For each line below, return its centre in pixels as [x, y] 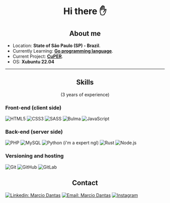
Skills [85, 82]
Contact [85, 183]
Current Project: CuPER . [38, 56]
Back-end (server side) [34, 132]
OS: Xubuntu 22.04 [33, 62]
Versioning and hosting [35, 156]
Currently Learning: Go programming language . [63, 51]
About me [85, 33]
